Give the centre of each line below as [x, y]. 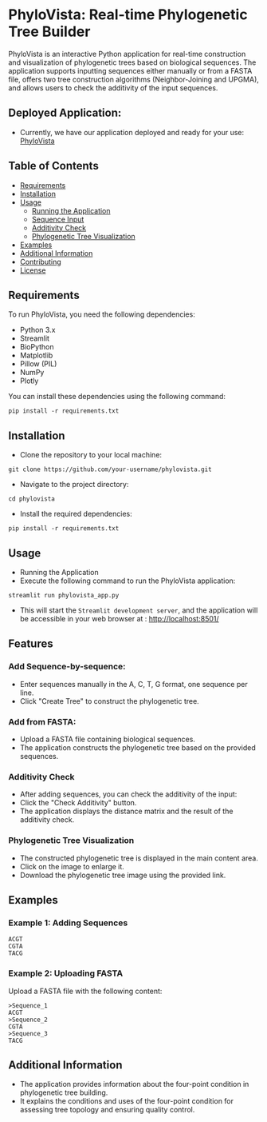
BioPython [37, 347]
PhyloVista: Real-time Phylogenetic [128, 15]
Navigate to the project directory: [74, 485]
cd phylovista [32, 499]
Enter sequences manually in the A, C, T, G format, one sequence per [134, 684]
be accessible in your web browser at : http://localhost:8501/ [119, 619]
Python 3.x [37, 330]
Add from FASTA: [42, 721]
